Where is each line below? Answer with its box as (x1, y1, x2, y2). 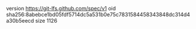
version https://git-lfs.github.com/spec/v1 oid (6, 5, 116, 12)
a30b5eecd (6, 17, 34, 24)
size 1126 (35, 17, 58, 24)
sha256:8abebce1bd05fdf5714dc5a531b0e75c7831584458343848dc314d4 (6, 11, 191, 18)
